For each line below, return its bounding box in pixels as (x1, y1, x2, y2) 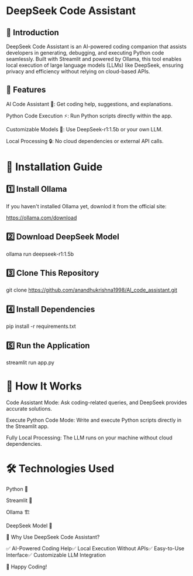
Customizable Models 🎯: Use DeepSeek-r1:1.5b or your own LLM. (6, 126, 163, 133)
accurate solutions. (6, 405, 53, 412)
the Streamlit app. (6, 423, 49, 429)
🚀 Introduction (6, 28, 60, 38)
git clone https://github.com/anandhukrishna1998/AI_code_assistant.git (6, 286, 177, 294)
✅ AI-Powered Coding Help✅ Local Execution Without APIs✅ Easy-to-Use (6, 544, 185, 552)
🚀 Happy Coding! (6, 563, 47, 570)
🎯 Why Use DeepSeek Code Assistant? (6, 533, 100, 540)
